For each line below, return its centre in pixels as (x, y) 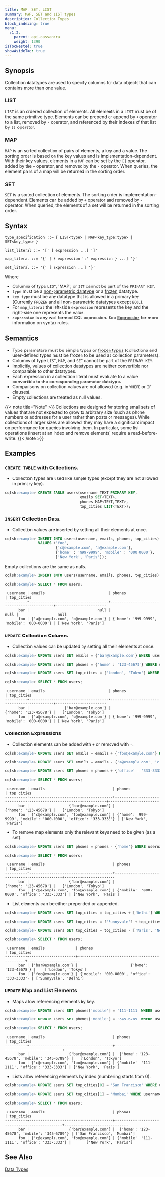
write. (11, 438)
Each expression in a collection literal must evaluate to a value (75, 376)
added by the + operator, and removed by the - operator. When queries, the (82, 166)
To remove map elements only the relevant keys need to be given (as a (84, 832)
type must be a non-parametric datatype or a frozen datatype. (75, 291)
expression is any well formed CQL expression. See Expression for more (85, 318)
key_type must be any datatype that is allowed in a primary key (76, 297)
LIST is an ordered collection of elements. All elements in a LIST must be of (81, 111)
